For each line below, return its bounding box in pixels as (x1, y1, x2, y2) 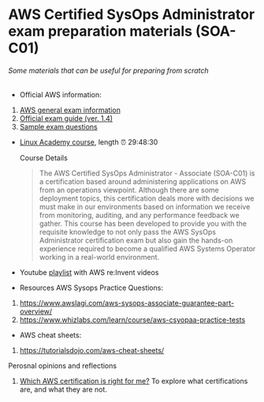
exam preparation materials (8, 22, 193, 40)
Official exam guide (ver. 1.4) (19, 114, 113, 123)
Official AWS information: (19, 90, 102, 100)
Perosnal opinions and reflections (8, 361, 117, 370)
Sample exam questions (19, 122, 98, 132)
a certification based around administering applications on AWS (39, 177, 247, 186)
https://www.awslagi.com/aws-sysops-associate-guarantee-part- (19, 299, 235, 308)
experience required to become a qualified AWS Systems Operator (39, 244, 256, 254)
